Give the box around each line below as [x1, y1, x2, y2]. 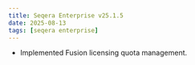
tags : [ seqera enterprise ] [8, 26, 99, 34]
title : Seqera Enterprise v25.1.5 [8, 11, 124, 20]
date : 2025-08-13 [8, 19, 67, 27]
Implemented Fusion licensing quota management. [19, 48, 188, 58]
